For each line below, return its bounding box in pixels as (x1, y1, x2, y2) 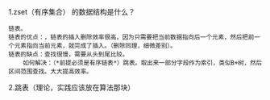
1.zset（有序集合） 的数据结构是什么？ (8, 7, 135, 16)
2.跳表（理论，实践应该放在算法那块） (8, 83, 135, 92)
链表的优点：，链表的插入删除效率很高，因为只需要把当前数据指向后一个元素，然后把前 (8, 33, 255, 41)
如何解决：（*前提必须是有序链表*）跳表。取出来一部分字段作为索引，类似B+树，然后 (23, 59, 263, 67)
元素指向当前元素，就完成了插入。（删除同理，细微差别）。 (14, 42, 177, 50)
